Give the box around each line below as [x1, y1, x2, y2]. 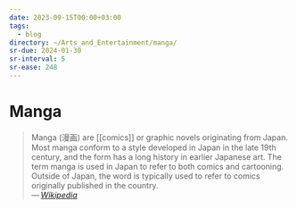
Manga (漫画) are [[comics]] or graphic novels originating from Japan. [30, 131, 288, 143]
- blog [17, 29, 42, 38]
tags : [9, 21, 29, 30]
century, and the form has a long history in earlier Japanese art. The [30, 151, 283, 162]
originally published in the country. [30, 180, 159, 190]
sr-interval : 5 [9, 54, 66, 63]
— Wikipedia [30, 189, 78, 200]
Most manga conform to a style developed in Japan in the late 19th [30, 142, 276, 153]
